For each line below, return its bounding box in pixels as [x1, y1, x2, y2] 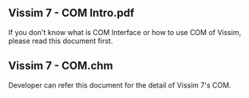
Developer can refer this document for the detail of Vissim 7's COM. [8, 80, 231, 90]
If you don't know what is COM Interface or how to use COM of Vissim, [8, 27, 242, 37]
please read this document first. [8, 36, 113, 45]
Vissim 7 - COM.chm [8, 59, 113, 73]
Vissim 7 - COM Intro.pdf [8, 6, 135, 20]
